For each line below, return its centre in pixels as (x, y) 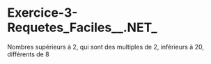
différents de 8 (29, 54)
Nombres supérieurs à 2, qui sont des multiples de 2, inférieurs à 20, (105, 47)
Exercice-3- (42, 13)
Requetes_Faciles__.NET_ (83, 27)
